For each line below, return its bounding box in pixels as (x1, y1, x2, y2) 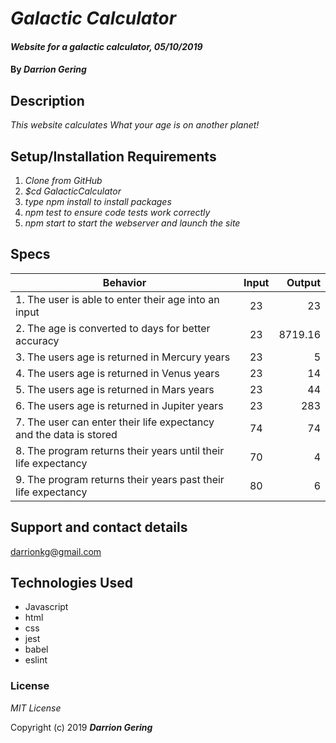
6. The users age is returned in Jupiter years (15, 398, 224, 412)
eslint (24, 654, 48, 666)
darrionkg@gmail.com (10, 545, 102, 557)
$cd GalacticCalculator (24, 185, 122, 197)
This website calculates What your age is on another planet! (10, 119, 260, 131)
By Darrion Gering (10, 63, 87, 76)
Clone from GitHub (24, 175, 103, 186)
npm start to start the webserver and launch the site (24, 217, 241, 229)
